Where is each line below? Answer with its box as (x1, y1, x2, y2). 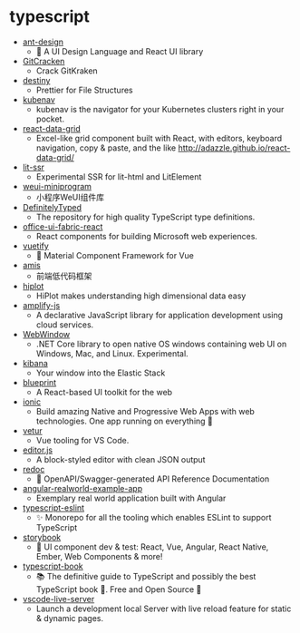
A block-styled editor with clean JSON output (35, 453, 206, 464)
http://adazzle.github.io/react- (178, 142, 291, 153)
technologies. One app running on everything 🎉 (35, 415, 213, 426)
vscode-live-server (22, 593, 95, 604)
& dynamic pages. (35, 612, 104, 623)
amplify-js (22, 299, 61, 310)
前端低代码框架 (35, 270, 92, 281)
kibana (22, 357, 48, 368)
